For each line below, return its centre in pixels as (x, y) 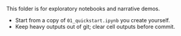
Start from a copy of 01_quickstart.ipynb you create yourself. (92, 20)
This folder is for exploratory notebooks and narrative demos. (83, 9)
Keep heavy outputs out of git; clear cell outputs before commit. (95, 27)
